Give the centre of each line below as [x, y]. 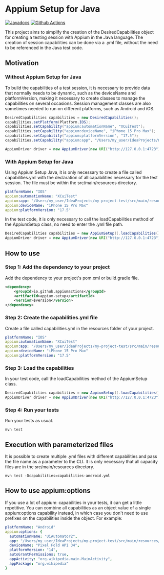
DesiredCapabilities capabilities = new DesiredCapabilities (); [72, 118]
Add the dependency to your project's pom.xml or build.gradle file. [72, 278]
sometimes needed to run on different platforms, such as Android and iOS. [80, 108]
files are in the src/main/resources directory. [50, 467]
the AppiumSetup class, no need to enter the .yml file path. [64, 224]
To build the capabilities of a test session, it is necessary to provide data [78, 88]
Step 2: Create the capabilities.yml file [51, 318]
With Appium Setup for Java [39, 162]
